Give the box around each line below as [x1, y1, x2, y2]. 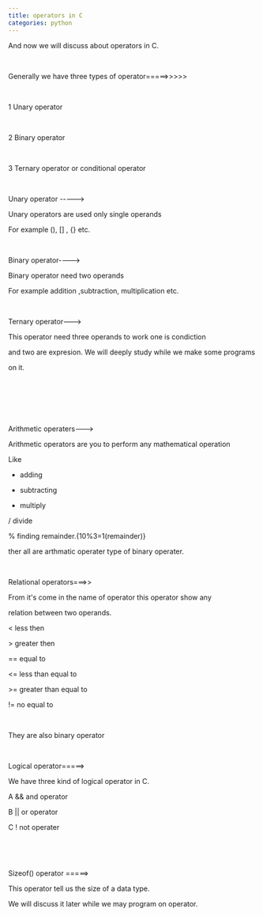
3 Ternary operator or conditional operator [8, 163, 146, 172]
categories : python [8, 19, 73, 27]
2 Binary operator [8, 132, 66, 142]
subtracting [19, 485, 58, 494]
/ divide [8, 516, 33, 525]
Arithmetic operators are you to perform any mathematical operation [8, 439, 231, 449]
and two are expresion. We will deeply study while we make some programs [8, 347, 255, 357]
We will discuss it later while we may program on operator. [8, 899, 198, 908]
